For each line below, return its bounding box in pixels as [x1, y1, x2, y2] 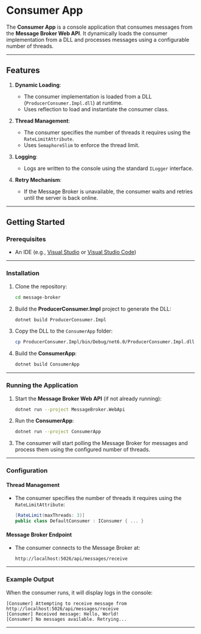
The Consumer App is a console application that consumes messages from [6, 23, 193, 31]
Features [6, 65, 40, 75]
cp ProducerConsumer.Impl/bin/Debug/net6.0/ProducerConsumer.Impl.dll [14, 339, 195, 345]
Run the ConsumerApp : [14, 417, 74, 425]
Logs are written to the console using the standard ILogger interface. [23, 164, 193, 172]
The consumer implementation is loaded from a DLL [23, 93, 152, 100]
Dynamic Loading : [14, 81, 62, 89]
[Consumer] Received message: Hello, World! [6, 611, 119, 617]
